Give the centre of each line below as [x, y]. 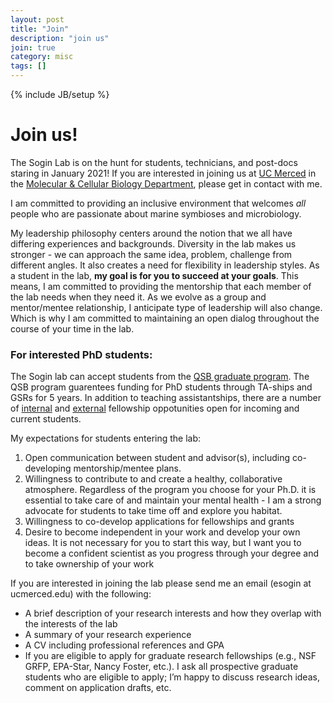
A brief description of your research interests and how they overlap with [173, 613]
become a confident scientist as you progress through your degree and [172, 553]
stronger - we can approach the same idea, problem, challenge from [151, 254]
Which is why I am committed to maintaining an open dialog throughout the [165, 318]
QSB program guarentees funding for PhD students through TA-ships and [161, 387]
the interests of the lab [71, 624]
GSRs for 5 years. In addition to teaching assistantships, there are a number [166, 398]
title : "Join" [40, 29]
